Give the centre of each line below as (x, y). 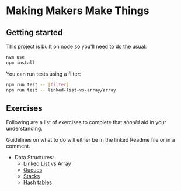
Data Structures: (34, 158)
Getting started (34, 33)
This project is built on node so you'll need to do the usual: (76, 46)
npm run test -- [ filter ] (37, 84)
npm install (20, 63)
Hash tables (38, 182)
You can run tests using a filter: (43, 74)
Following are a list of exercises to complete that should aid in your (86, 122)
